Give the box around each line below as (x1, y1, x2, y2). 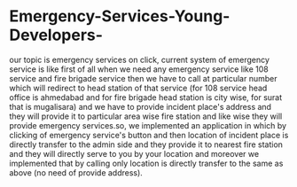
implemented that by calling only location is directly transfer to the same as (9, 158, 284, 168)
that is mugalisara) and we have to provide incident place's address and (9, 101, 272, 112)
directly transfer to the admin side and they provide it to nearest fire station (9, 139, 284, 150)
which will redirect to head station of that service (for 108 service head (9, 82, 268, 93)
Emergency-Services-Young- (9, 6, 231, 27)
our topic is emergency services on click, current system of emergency (9, 54, 270, 65)
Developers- (9, 25, 104, 45)
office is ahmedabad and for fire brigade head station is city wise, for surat (9, 91, 283, 103)
